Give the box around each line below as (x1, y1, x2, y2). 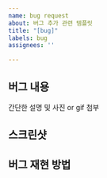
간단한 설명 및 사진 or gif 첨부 (8, 102, 100, 112)
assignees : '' (8, 42, 55, 49)
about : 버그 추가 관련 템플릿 (8, 19, 94, 27)
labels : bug (8, 34, 48, 42)
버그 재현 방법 (8, 157, 71, 172)
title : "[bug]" (8, 26, 59, 34)
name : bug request (8, 11, 69, 20)
